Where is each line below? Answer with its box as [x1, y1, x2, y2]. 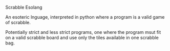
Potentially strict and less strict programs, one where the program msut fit [5, 29, 161, 35]
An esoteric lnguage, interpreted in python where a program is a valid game [5, 14, 165, 20]
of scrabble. [5, 20, 31, 25]
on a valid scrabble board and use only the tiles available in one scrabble [5, 35, 159, 40]
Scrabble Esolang [5, 5, 42, 10]
